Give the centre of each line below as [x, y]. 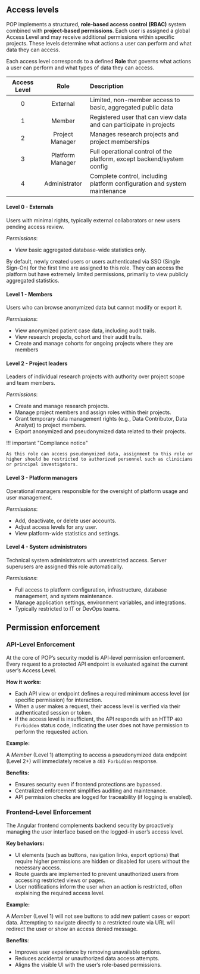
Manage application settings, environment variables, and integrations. [100, 602]
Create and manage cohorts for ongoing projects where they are [94, 344]
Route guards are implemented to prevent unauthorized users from [97, 874]
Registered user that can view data [139, 117]
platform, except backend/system [137, 159]
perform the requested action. [52, 731]
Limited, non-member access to [135, 100]
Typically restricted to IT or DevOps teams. [67, 608]
